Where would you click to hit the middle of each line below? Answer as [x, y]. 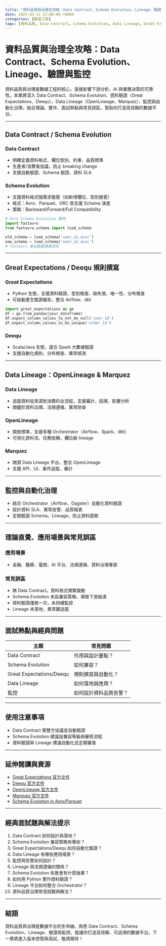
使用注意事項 [25, 717]
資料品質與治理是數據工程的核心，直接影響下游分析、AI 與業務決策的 [75, 89]
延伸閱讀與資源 [28, 764]
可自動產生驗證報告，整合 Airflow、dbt [52, 300]
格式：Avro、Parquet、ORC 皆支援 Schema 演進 [61, 203]
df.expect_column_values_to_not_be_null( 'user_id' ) [59, 318]
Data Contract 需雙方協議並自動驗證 [49, 730]
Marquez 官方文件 [31, 796]
